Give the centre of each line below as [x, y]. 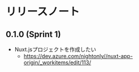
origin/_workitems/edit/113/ [57, 62]
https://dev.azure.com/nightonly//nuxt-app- [78, 56]
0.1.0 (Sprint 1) [33, 34]
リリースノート [43, 12]
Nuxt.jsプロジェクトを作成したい [55, 49]
